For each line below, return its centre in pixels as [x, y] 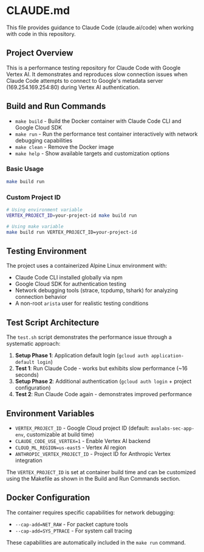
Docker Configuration [48, 498]
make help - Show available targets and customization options [92, 153]
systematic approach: [33, 344]
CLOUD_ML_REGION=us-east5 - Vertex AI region [70, 447]
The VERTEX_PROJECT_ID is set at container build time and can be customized [101, 472]
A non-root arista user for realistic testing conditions [82, 303]
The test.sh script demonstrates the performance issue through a [89, 337]
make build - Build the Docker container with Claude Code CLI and [98, 121]
